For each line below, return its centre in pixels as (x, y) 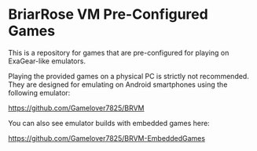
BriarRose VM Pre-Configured (108, 14)
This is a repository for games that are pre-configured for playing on (119, 52)
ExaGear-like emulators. (47, 61)
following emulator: (39, 92)
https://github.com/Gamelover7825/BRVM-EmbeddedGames (107, 138)
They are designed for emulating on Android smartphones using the (118, 84)
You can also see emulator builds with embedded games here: (109, 123)
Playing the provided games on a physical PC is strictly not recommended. (128, 76)
